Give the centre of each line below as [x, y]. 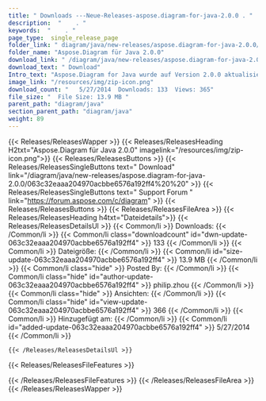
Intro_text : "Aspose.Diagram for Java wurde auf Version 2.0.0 [115, 75]
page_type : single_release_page [63, 38]
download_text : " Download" [55, 67]
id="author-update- [122, 276]
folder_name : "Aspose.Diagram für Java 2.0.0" [86, 52]
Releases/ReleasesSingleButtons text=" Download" [92, 167]
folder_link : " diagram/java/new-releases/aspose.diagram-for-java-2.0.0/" [136, 45]
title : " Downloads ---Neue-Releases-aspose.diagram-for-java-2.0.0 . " [131, 15]
